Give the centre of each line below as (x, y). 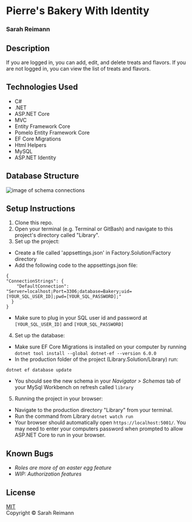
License (21, 492)
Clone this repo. (34, 223)
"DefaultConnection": (43, 286)
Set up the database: (40, 336)
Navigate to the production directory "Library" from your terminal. (94, 410)
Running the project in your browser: (59, 399)
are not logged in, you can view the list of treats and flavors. (78, 68)
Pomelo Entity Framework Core (52, 132)
